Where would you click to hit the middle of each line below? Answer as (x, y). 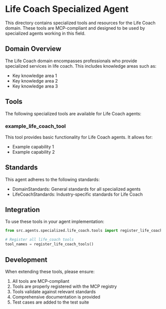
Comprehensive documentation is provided (56, 297)
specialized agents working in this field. (45, 33)
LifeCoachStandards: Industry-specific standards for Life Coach (78, 194)
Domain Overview (33, 49)
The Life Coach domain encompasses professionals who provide (71, 61)
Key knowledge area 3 (35, 86)
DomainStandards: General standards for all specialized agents (76, 189)
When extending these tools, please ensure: (50, 271)
